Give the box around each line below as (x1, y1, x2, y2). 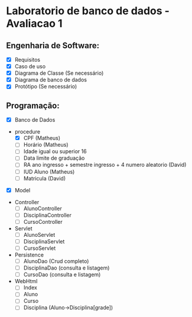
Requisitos (14, 56, 40, 63)
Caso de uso (14, 63, 46, 70)
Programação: (6, 100, 60, 110)
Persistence (14, 251, 44, 259)
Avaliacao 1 (6, 17, 63, 30)
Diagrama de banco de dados (14, 76, 87, 84)
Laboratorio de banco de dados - (6, 4, 170, 18)
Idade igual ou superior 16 (23, 148, 87, 155)
